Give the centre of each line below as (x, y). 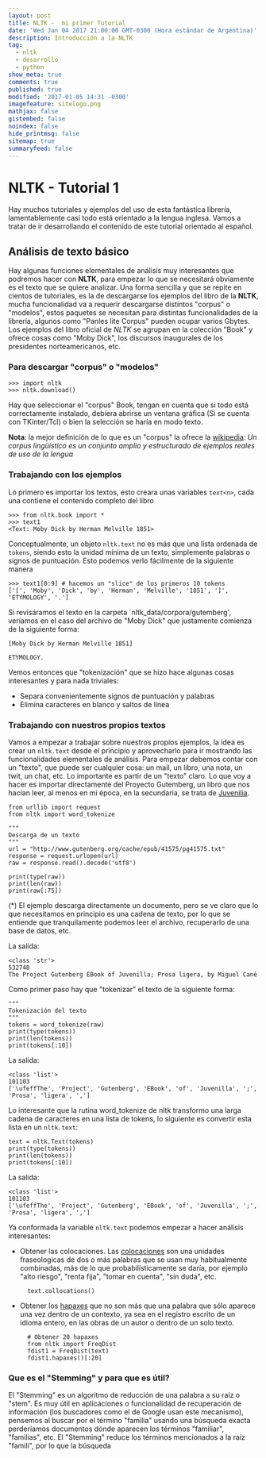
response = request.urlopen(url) (64, 856)
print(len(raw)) (35, 884)
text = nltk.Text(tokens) (51, 1142)
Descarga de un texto (44, 835)
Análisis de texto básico (69, 251)
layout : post (30, 15)
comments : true (33, 82)
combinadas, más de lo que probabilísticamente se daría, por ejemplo (134, 1268)
